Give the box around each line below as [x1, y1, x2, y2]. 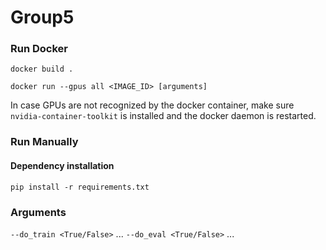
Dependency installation [10, 160, 115, 171]
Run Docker [10, 42, 68, 56]
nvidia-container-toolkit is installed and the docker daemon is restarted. [10, 110, 317, 122]
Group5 [10, 6, 75, 29]
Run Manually [10, 135, 79, 149]
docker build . [10, 64, 74, 75]
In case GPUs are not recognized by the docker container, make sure [10, 99, 295, 111]
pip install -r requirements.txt [10, 182, 150, 192]
